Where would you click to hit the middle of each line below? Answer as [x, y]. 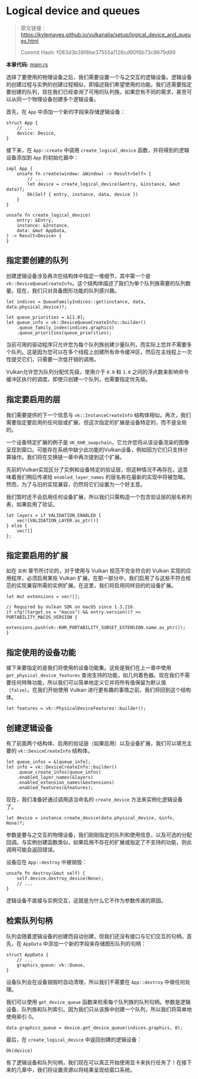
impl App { [19, 169]
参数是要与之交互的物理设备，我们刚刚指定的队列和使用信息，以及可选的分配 [99, 835]
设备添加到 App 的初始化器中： [43, 157]
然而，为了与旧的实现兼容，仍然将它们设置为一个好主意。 [76, 484]
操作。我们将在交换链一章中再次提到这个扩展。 [68, 457]
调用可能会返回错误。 [32, 849]
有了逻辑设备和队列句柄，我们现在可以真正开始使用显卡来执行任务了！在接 [96, 1062]
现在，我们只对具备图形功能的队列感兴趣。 [68, 290]
